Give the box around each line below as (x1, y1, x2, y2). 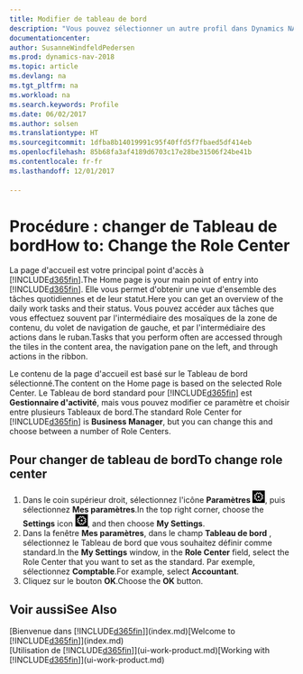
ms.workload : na (9, 90, 70, 99)
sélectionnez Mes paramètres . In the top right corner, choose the (22, 505, 264, 515)
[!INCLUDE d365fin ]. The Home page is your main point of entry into (9, 275, 259, 286)
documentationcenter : (9, 33, 91, 42)
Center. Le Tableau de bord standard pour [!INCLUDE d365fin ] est (9, 387, 252, 398)
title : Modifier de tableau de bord (9, 14, 147, 23)
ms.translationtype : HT (9, 129, 99, 138)
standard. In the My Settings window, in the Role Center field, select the (22, 547, 290, 558)
